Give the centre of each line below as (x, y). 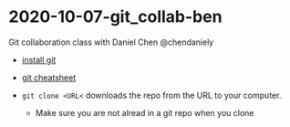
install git (39, 59)
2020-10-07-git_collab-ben (115, 17)
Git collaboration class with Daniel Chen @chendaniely (111, 42)
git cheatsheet (49, 77)
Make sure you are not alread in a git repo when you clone (145, 112)
